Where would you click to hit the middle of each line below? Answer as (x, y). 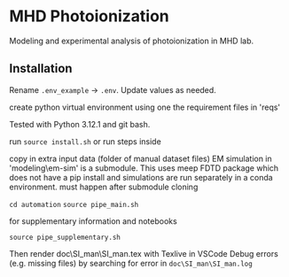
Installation (41, 69)
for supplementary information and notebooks (93, 221)
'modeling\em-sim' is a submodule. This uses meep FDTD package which (144, 168)
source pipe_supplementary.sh (65, 237)
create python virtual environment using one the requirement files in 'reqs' (145, 107)
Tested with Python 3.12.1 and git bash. (80, 124)
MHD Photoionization (90, 16)
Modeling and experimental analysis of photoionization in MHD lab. (132, 41)
